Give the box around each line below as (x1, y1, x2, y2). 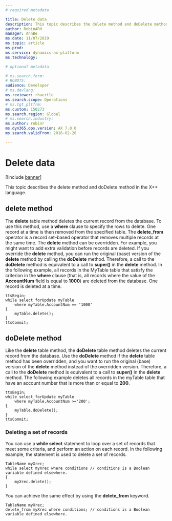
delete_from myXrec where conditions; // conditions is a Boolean (5, 507, 150, 512)
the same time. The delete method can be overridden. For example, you (5, 239, 157, 246)
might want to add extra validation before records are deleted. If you (5, 245, 149, 251)
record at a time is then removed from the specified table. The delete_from (5, 228, 164, 235)
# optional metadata (5, 64, 50, 69)
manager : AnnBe (5, 31, 38, 36)
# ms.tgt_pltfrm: (5, 102, 42, 107)
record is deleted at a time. (5, 283, 62, 289)
